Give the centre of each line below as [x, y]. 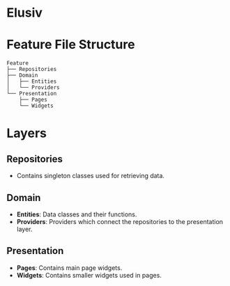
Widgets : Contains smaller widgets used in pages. [89, 275]
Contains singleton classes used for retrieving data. [91, 176]
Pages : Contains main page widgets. [69, 268]
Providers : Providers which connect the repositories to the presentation [120, 221]
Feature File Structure [71, 45]
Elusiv [25, 13]
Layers [26, 133]
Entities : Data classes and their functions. [77, 214]
